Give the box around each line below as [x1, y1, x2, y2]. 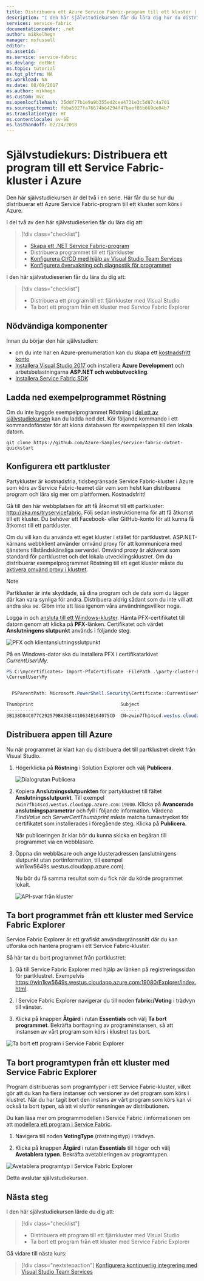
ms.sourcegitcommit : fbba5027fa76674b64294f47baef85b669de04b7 [6, 105, 170, 111]
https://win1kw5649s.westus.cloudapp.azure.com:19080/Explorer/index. [15, 979, 197, 986]
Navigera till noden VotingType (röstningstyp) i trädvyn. [15, 1133, 155, 1140]
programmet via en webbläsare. [15, 838, 95, 845]
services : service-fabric [6, 20, 72, 26]
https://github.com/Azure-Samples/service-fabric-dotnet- [33, 439, 183, 445]
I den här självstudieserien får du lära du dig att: [6, 273, 126, 281]
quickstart [6, 445, 34, 451]
